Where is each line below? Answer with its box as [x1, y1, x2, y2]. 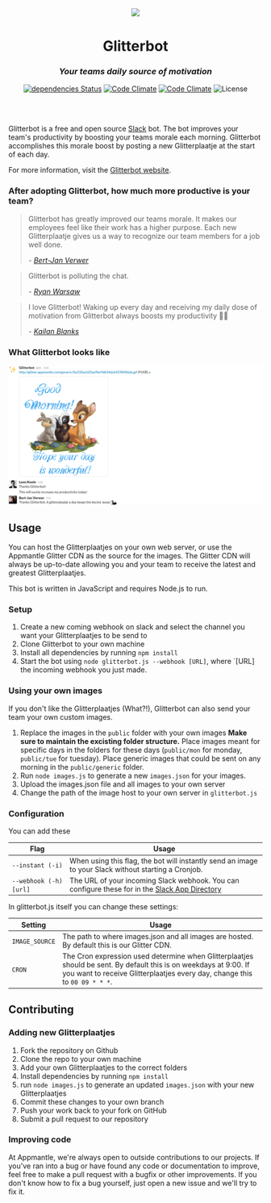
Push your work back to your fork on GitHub [19, 1105, 167, 1115]
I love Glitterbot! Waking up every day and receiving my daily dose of [27, 302, 258, 311]
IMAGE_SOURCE [11, 938, 56, 946]
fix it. [8, 1186, 26, 1197]
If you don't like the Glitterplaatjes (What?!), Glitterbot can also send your [8, 704, 251, 713]
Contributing [8, 1003, 74, 1017]
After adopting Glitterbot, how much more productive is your [8, 186, 251, 197]
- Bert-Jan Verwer [27, 255, 89, 265]
